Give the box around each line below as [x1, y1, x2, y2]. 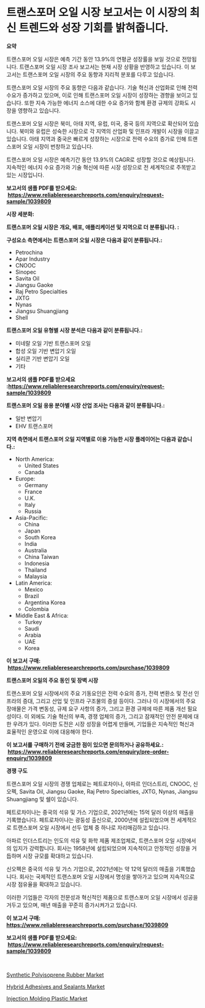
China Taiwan [24, 553, 60, 560]
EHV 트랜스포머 [15, 422, 53, 429]
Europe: [15, 475, 36, 482]
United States [24, 461, 60, 469]
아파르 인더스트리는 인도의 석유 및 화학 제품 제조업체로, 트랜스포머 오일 [6, 837, 175, 844]
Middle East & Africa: [15, 612, 69, 619]
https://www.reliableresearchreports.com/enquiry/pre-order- [7, 748, 169, 755]
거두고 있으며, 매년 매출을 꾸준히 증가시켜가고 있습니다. [6, 901, 137, 909]
